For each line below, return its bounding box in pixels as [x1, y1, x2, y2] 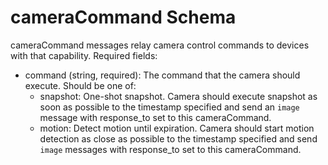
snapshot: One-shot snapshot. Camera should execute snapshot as [39, 90, 318, 102]
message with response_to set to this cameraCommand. [39, 111, 272, 123]
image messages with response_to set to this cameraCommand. [39, 143, 302, 155]
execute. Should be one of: [24, 79, 137, 91]
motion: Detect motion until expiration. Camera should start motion [39, 122, 315, 134]
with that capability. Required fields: [10, 49, 158, 61]
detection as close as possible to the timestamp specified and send [39, 132, 318, 145]
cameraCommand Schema [10, 6, 237, 29]
